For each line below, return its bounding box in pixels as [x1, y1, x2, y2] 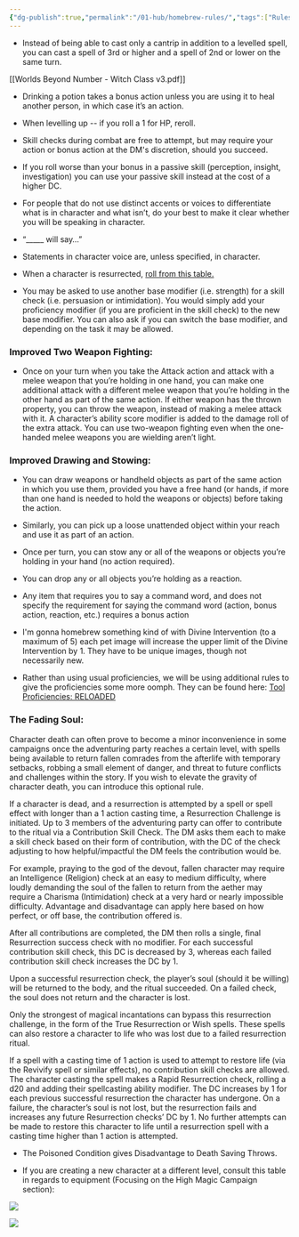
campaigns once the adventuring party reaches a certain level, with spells [9, 743, 280, 754]
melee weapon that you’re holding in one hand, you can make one [21, 375, 264, 385]
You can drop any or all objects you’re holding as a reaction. [21, 573, 243, 584]
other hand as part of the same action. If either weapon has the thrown [21, 393, 282, 405]
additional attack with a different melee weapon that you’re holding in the [21, 384, 290, 395]
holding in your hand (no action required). [21, 556, 175, 567]
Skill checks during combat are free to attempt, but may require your [21, 134, 274, 145]
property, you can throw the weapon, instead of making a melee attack [21, 403, 282, 414]
